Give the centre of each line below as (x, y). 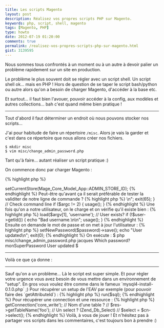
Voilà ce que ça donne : (29, 260)
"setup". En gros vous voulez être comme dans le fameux (63, 284)
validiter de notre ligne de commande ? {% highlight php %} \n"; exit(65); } (80, 199)
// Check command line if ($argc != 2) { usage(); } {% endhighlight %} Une (80, 204)
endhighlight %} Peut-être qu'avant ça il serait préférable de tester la (74, 194)
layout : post (18, 14)
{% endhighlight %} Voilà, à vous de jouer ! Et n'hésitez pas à (87, 315)
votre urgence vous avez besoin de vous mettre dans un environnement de (81, 279)
